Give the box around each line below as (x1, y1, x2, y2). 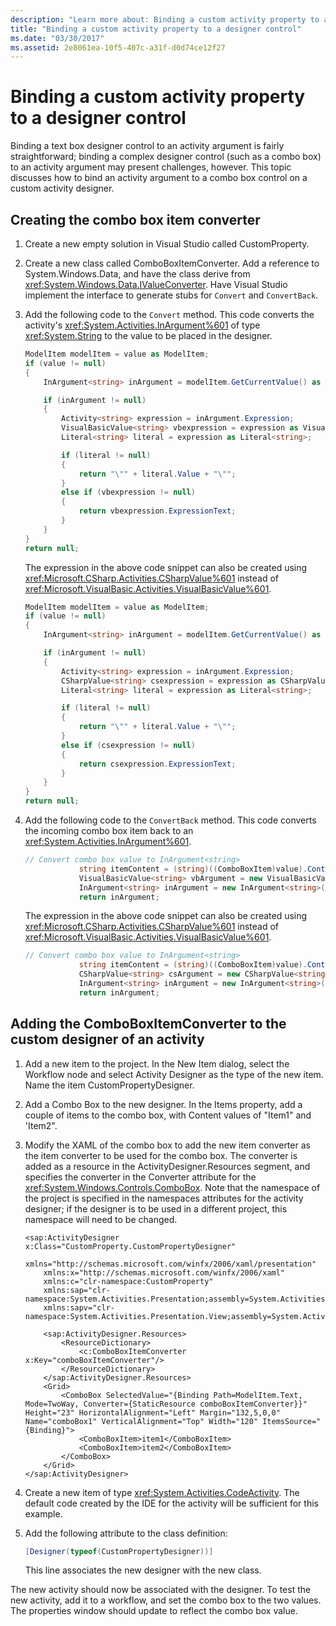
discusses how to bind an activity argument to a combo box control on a (10, 172, 308, 184)
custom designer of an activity (10, 1031, 205, 1048)
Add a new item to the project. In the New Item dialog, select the (24, 1057, 290, 1070)
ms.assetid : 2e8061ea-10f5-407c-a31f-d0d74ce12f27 (10, 42, 226, 53)
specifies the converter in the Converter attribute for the (24, 1171, 257, 1183)
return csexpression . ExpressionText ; (78, 759, 237, 769)
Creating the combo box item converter (10, 211, 261, 228)
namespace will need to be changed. (24, 1213, 178, 1225)
